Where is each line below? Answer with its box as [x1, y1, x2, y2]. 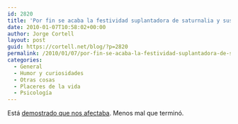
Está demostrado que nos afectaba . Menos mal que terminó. [7, 109, 184, 118]
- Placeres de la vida [13, 83, 81, 90]
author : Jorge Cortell [7, 30, 74, 38]
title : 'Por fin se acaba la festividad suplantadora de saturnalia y [7, 17, 220, 24]
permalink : [7, 50, 40, 57]
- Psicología [13, 89, 52, 96]
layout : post [7, 37, 46, 44]
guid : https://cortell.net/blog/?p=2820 [7, 43, 129, 50]
